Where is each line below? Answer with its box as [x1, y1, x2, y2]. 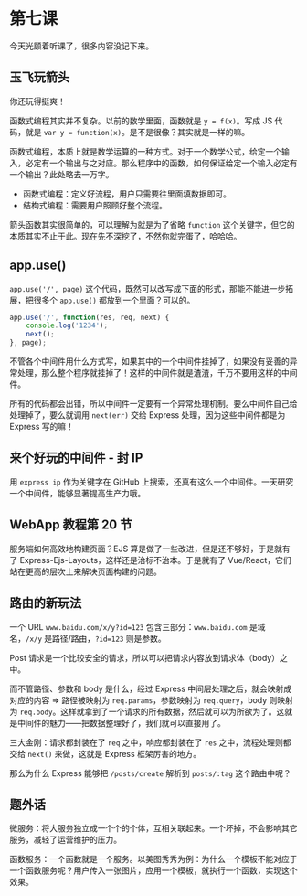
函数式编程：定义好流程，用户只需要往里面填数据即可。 [22, 188, 231, 199]
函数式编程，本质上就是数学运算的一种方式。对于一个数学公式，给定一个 [9, 145, 281, 156]
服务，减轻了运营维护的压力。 [9, 834, 122, 846]
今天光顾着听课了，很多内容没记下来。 [9, 40, 153, 51]
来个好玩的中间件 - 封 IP [9, 450, 143, 466]
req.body [19, 708, 53, 717]
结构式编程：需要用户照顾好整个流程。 [22, 199, 167, 210]
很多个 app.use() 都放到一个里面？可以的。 [33, 294, 196, 305]
